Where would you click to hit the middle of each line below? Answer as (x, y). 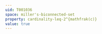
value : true (17, 24)
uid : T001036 (19, 10)
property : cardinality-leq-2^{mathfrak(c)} (51, 19)
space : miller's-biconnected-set (40, 14)
